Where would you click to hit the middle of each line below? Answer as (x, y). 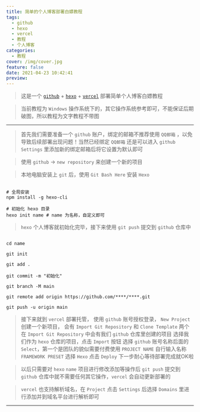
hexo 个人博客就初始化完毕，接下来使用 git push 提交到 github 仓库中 (106, 227)
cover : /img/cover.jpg (34, 61)
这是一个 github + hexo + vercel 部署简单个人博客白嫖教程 (92, 96)
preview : (17, 78)
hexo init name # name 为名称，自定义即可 (56, 215)
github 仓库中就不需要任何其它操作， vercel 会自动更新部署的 (96, 377)
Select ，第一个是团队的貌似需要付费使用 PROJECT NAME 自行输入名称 (104, 349)
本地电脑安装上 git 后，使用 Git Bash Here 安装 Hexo (85, 175)
